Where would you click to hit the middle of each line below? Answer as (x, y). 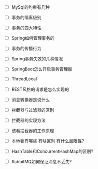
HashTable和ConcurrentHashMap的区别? (52, 151)
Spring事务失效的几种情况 (37, 59)
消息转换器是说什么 (31, 100)
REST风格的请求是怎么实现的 (40, 89)
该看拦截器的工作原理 (33, 131)
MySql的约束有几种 (31, 7)
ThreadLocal (24, 79)
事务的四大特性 (26, 28)
